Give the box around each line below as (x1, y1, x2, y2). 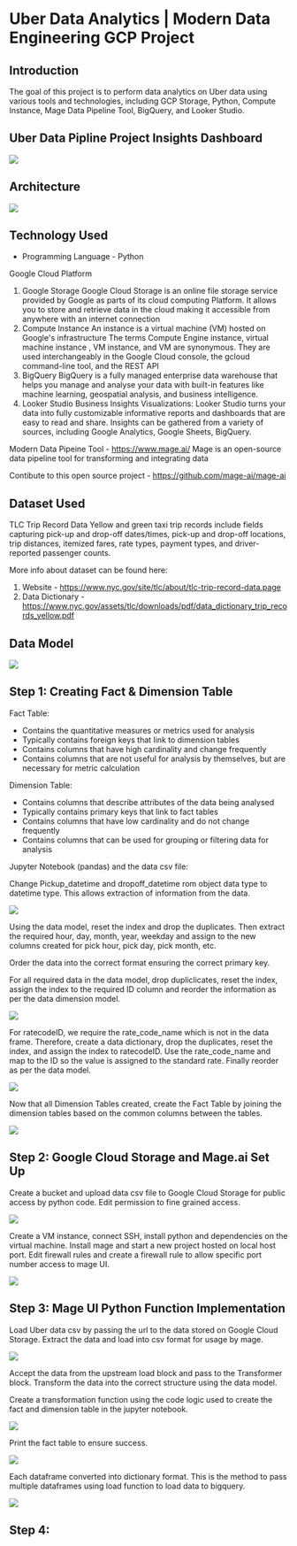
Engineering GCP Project (9, 27, 194, 48)
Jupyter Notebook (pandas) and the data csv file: (9, 861, 188, 872)
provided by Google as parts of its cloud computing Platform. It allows (21, 295, 277, 305)
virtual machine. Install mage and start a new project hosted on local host (9, 1240, 276, 1250)
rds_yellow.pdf (21, 611, 75, 621)
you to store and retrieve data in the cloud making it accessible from (21, 304, 270, 315)
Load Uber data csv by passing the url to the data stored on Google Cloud (9, 1324, 278, 1335)
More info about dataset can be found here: (9, 565, 168, 575)
